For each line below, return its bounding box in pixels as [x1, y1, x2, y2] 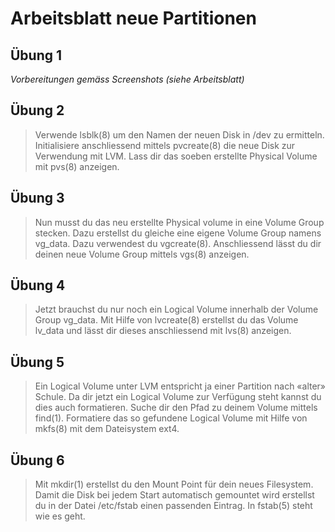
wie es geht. [34, 510, 86, 522]
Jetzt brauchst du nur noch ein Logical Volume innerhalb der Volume [34, 303, 319, 316]
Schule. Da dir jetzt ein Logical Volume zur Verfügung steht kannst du [34, 391, 322, 403]
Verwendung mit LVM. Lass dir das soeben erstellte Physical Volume [34, 150, 318, 162]
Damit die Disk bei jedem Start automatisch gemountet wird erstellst [34, 489, 315, 501]
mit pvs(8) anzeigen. [34, 160, 120, 172]
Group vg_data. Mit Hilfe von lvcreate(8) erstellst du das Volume [34, 314, 299, 326]
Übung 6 [10, 452, 65, 469]
